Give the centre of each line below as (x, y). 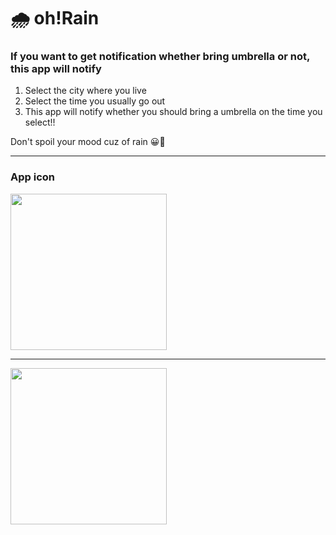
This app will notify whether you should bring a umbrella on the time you (173, 112)
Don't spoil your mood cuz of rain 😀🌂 (88, 142)
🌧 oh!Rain (55, 18)
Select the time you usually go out (95, 101)
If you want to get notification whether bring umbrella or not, (160, 57)
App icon (32, 177)
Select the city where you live (85, 91)
